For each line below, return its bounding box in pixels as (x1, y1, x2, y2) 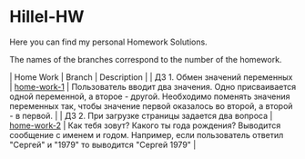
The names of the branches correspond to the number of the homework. (9, 54, 282, 65)
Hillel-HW (9, 6, 85, 27)
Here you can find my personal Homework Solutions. (9, 36, 208, 47)
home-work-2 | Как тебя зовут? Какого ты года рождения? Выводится (9, 120, 281, 131)
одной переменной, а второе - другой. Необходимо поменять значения (9, 91, 290, 102)
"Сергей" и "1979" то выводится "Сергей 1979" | (9, 139, 197, 150)
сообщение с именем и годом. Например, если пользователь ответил (9, 129, 284, 140)
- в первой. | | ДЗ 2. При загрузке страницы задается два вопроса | (9, 110, 273, 121)
